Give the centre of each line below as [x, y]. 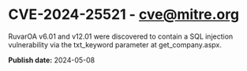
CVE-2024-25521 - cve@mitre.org [123, 15]
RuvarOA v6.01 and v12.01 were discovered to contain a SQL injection [121, 36]
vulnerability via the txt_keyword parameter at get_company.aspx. [115, 44]
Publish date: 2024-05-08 [52, 60]
